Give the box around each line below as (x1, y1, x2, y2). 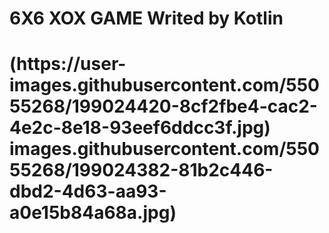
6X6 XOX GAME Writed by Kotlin (9, 7, 284, 30)
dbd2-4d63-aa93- (9, 180, 167, 203)
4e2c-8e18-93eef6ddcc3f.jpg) (9, 117, 271, 139)
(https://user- (9, 53, 127, 76)
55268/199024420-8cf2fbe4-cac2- (9, 95, 318, 118)
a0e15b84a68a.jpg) (9, 202, 177, 224)
